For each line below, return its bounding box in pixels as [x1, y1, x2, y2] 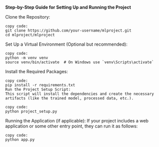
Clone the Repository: [5, 14, 50, 20]
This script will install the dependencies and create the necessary [5, 91, 154, 96]
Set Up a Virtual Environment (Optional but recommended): [5, 41, 128, 47]
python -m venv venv [5, 55, 49, 60]
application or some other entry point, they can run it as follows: [5, 123, 138, 129]
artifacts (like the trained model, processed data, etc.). [5, 96, 134, 101]
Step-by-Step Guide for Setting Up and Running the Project [5, 5, 131, 10]
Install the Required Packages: [5, 69, 68, 74]
